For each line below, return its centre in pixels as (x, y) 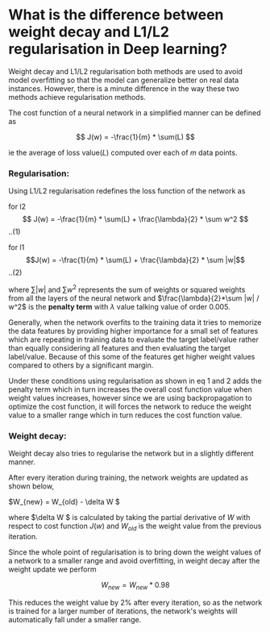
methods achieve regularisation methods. (77, 97)
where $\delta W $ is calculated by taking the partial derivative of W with (129, 518)
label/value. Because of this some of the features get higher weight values (132, 356)
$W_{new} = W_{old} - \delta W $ (64, 502)
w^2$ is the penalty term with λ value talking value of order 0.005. (120, 306)
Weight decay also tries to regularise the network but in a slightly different (131, 454)
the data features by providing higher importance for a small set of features (133, 331)
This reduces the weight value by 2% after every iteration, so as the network (135, 602)
